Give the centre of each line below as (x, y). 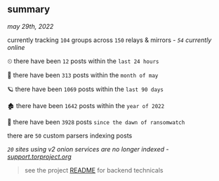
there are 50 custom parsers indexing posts (70, 135)
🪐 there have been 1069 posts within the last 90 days (85, 89)
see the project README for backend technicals (94, 170)
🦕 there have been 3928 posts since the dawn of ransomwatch (96, 122)
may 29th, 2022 (31, 26)
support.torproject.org (39, 156)
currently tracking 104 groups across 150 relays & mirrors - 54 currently (109, 40)
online (16, 47)
